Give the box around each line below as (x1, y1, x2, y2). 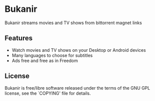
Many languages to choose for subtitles (11, 52, 93, 58)
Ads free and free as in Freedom (11, 58, 78, 64)
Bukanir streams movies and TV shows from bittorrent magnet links (4, 20, 142, 26)
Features (4, 34, 33, 42)
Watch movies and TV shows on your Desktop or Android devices (11, 47, 146, 53)
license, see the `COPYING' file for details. (4, 90, 91, 96)
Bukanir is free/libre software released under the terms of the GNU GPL (4, 85, 151, 91)
